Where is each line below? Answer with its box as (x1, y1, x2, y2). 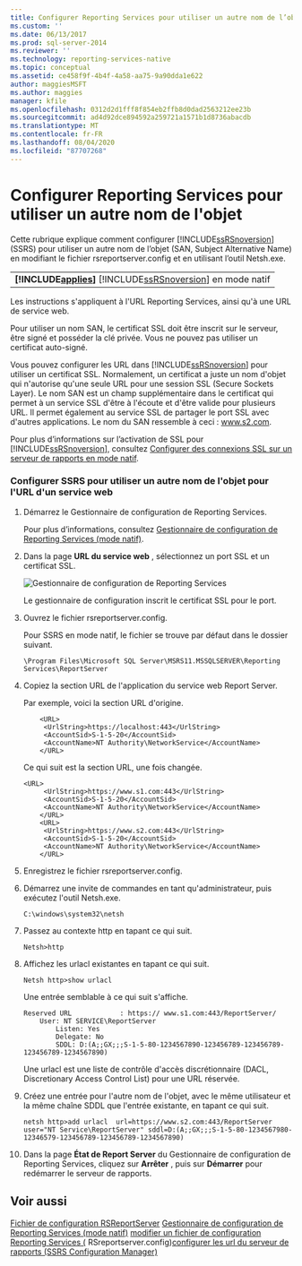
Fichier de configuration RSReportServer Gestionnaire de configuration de (10, 1218, 284, 1228)
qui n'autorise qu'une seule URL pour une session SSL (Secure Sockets (10, 378, 274, 389)
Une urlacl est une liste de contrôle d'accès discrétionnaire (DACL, (22, 1064, 270, 1074)
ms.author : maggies (10, 88, 83, 97)
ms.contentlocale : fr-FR (10, 130, 103, 139)
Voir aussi (10, 1193, 67, 1210)
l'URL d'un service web (10, 486, 113, 498)
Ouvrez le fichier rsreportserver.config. (22, 612, 168, 623)
